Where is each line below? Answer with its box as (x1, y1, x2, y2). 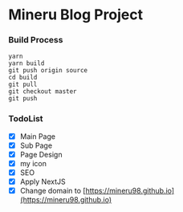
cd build (8, 74, 38, 82)
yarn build (8, 59, 45, 67)
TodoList (8, 113, 43, 124)
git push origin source (8, 67, 88, 75)
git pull (8, 80, 38, 89)
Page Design (19, 149, 63, 159)
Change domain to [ (19, 186, 86, 196)
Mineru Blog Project (8, 6, 143, 24)
